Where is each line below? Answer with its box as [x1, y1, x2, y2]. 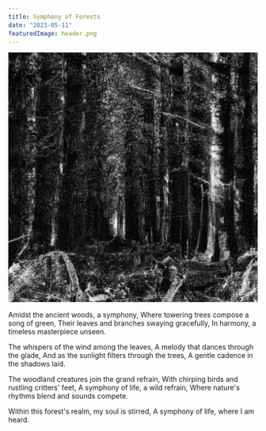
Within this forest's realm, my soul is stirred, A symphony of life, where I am [8, 406, 255, 416]
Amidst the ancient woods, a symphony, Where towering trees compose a [8, 310, 249, 320]
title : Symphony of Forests [8, 13, 101, 21]
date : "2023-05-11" [8, 21, 73, 29]
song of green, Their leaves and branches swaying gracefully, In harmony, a [8, 318, 256, 328]
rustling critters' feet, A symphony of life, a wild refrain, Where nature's [8, 383, 240, 392]
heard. [8, 415, 30, 425]
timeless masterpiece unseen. [8, 327, 107, 337]
